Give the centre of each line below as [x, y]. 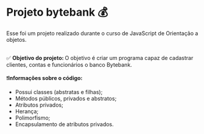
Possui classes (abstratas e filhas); [59, 92]
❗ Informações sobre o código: [44, 78]
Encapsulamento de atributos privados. [64, 124]
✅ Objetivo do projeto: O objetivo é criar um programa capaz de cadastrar [100, 58]
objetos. [16, 39]
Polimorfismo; [33, 118]
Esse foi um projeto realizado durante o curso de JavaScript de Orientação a [102, 33]
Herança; [26, 111]
